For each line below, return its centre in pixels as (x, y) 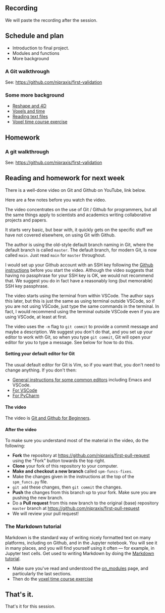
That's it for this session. (30, 607)
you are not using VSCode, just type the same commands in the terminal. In (82, 306)
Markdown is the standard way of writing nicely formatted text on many (78, 537)
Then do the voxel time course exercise (53, 579)
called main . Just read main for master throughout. (55, 255)
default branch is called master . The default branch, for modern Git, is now (81, 250)
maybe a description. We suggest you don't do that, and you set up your (79, 332)
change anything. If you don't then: (41, 370)
